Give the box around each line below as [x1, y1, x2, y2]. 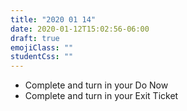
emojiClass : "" [10, 42, 74, 53]
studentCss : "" [10, 52, 74, 62]
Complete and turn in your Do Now [24, 79, 169, 91]
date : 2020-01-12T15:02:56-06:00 [10, 24, 150, 34]
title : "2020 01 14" [10, 14, 97, 25]
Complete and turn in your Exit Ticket [24, 90, 179, 102]
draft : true [10, 33, 60, 43]
